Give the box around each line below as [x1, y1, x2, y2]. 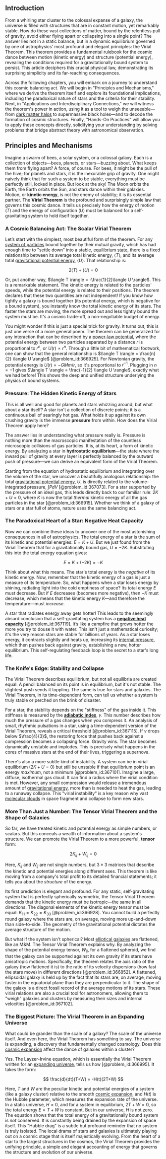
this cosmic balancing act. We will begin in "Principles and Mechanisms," [5, 84, 154, 91]
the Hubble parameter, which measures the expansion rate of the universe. [5, 1096, 158, 1102]
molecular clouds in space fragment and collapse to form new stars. [5, 796, 145, 801]
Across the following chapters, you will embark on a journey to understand [5, 79, 158, 85]
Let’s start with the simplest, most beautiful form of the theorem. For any [5, 236, 153, 242]
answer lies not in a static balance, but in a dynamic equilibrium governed [5, 38, 155, 44]
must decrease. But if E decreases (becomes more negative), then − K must [5, 590, 159, 596]
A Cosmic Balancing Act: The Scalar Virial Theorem [5, 225, 131, 232]
